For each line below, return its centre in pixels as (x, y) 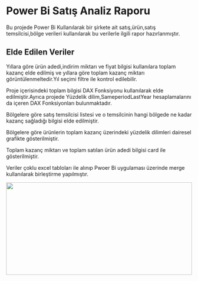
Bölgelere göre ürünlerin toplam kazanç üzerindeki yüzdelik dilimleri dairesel (99, 132)
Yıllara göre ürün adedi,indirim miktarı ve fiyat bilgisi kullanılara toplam (91, 66)
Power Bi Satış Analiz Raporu (78, 11)
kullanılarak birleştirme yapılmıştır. (47, 174)
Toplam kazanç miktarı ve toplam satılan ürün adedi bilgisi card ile (86, 150)
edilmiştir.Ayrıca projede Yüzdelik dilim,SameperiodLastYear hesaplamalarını (99, 96)
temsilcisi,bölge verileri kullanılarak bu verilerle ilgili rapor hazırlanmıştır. (93, 33)
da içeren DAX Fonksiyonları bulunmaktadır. (59, 103)
